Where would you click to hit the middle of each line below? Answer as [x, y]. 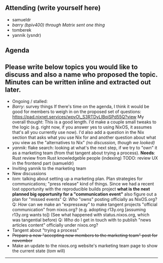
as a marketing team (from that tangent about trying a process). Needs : [83, 153]
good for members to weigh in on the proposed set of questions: [77, 112]
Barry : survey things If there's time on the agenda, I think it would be [81, 107]
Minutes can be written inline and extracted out [78, 82]
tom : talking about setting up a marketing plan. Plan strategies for [77, 179]
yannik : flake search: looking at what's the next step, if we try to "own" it [85, 148]
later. [13, 90]
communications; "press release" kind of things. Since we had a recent [83, 184]
